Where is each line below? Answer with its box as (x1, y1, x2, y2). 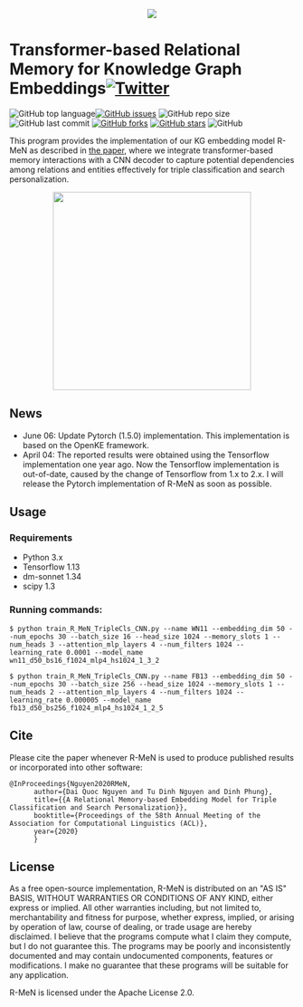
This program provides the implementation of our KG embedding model (9, 135, 276, 146)
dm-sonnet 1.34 (22, 571, 82, 582)
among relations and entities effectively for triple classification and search (9, 164, 285, 175)
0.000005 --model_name (66, 695, 152, 705)
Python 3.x (22, 552, 63, 563)
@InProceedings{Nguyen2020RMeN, (9, 779, 131, 788)
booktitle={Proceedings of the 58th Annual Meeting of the (33, 810, 260, 820)
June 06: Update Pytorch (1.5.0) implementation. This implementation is (22, 430, 290, 441)
